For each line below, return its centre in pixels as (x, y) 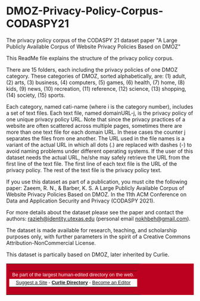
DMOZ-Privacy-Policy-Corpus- (85, 11)
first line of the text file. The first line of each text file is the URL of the (92, 164)
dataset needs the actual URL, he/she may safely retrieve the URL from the (98, 157)
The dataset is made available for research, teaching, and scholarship (92, 230)
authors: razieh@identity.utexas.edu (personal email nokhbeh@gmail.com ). (99, 219)
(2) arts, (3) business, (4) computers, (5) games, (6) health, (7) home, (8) (96, 82)
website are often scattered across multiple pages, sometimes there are (94, 125)
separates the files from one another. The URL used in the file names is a (96, 138)
